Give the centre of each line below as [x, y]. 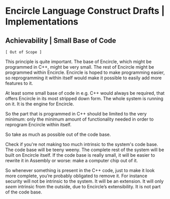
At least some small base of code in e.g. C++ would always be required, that [85, 93]
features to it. [19, 83]
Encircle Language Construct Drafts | [85, 11]
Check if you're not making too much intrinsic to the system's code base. [82, 144]
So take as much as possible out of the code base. [58, 134]
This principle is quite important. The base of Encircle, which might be [78, 62]
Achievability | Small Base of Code [61, 40]
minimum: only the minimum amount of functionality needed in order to [79, 119]
